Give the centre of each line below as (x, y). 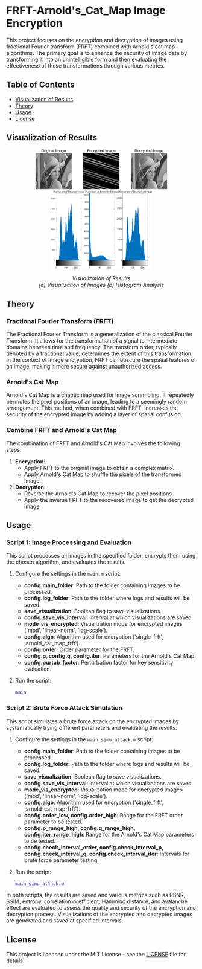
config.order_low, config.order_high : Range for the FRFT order (103, 815)
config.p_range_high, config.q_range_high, (80, 828)
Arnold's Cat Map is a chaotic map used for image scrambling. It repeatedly (100, 395)
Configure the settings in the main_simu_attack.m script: (84, 739)
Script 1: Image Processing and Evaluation (69, 542)
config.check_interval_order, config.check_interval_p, (94, 847)
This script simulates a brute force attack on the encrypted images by (93, 721)
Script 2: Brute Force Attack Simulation (65, 708)
